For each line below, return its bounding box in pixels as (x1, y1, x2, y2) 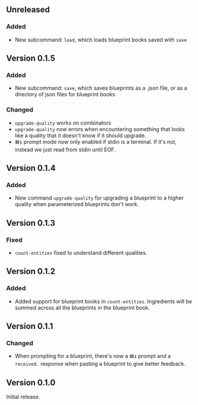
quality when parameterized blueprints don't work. (14, 201, 139, 208)
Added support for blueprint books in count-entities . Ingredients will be (14, 298, 192, 305)
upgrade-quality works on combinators (14, 119, 112, 126)
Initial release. (6, 393, 40, 400)
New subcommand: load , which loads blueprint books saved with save (14, 36, 187, 43)
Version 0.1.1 (6, 321, 54, 331)
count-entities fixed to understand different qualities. (14, 249, 147, 257)
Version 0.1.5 (6, 53, 55, 64)
